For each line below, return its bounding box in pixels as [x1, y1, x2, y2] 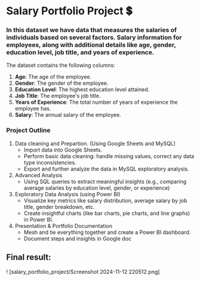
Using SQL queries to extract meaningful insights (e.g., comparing [23, 178, 187, 185]
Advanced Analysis [14, 171, 63, 178]
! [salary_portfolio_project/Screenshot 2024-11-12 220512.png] [6, 268, 160, 275]
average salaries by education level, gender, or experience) [23, 184, 170, 192]
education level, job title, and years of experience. [6, 48, 155, 57]
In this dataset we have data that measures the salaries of [6, 26, 177, 34]
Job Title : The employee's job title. [14, 92, 101, 100]
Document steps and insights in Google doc [23, 234, 132, 242]
